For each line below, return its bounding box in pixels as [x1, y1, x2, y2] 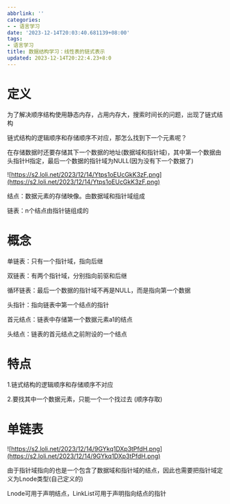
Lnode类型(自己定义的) [18, 475, 84, 483]
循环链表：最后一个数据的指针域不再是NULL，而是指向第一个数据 [7, 286, 191, 294]
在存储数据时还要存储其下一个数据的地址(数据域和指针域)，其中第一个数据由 [7, 148, 222, 156]
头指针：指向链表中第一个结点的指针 [7, 300, 110, 309]
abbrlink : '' [7, 10, 44, 17]
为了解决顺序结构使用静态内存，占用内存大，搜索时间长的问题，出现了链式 [7, 110, 217, 119]
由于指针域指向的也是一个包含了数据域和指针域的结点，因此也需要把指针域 [7, 466, 217, 474]
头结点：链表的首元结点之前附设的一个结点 [7, 330, 127, 338]
